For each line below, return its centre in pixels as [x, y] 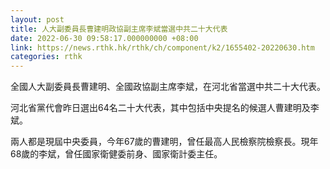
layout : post [37, 19]
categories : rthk [46, 57]
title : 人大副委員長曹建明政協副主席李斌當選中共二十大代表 [119, 29]
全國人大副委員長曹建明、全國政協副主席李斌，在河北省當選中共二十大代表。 [168, 87]
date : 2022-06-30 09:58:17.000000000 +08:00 [104, 38]
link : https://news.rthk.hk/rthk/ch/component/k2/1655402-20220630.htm [162, 47]
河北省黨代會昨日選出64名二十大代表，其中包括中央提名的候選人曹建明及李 [165, 108]
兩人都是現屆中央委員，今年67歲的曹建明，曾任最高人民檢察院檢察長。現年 [164, 142]
